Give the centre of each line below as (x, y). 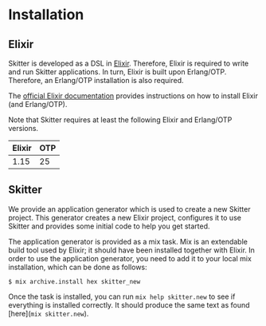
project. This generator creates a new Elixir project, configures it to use (125, 217)
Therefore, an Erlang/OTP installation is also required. (96, 80)
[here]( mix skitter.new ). (49, 313)
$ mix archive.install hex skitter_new (74, 281)
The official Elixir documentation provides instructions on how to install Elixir (133, 96)
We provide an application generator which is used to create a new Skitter (129, 209)
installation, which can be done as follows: (78, 267)
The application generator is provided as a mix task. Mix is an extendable (128, 241)
